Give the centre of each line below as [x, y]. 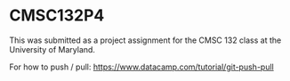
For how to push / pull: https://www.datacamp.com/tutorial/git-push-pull [141, 67]
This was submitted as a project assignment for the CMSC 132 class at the [145, 40]
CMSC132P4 [57, 16]
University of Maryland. [52, 49]
